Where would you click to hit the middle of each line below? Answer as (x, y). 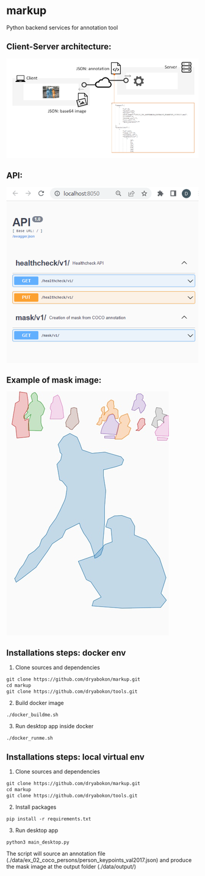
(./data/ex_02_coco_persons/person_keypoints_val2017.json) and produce (99, 860)
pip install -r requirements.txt (49, 819)
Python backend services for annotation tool (62, 27)
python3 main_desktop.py (38, 842)
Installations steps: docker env (66, 653)
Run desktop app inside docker (54, 726)
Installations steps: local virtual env (75, 757)
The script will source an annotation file (56, 854)
